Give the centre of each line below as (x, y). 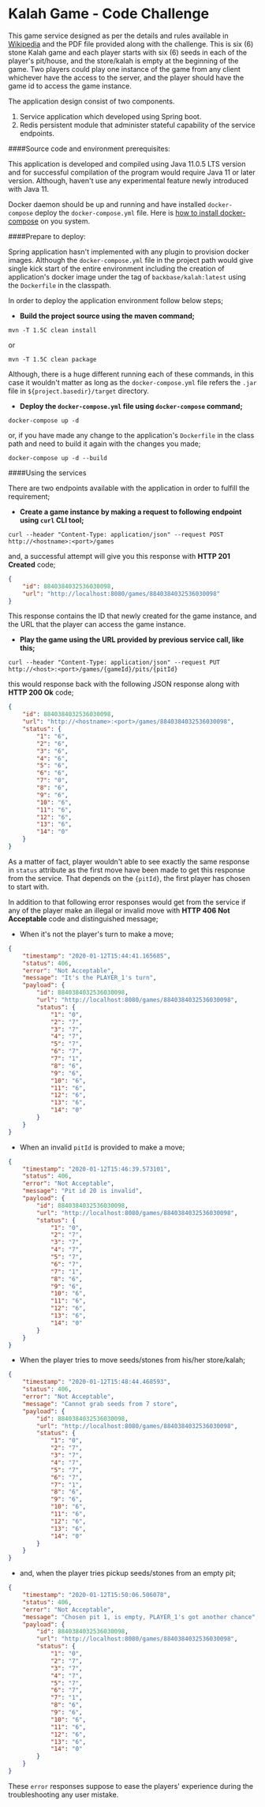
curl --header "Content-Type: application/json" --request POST (116, 534)
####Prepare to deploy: (47, 236)
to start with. (29, 887)
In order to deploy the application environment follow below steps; (116, 300)
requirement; (29, 496)
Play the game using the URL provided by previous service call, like (132, 639)
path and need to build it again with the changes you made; (105, 444)
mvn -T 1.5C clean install (52, 330)
